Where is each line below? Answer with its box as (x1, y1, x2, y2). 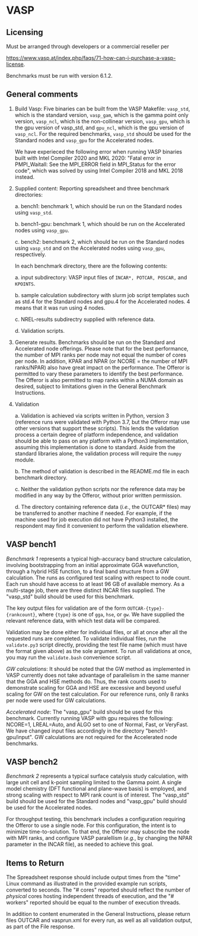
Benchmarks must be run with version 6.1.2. (6, 72, 113, 79)
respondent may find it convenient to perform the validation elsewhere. (14, 522, 189, 529)
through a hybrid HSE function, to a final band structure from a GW (6, 568, 170, 575)
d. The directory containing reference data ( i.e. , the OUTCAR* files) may (14, 503, 191, 510)
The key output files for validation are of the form (6, 604, 126, 612)
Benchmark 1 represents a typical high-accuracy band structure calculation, (6, 555, 191, 562)
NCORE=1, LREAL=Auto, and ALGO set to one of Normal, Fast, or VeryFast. (6, 721, 189, 728)
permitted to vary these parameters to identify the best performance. (14, 370, 184, 377)
